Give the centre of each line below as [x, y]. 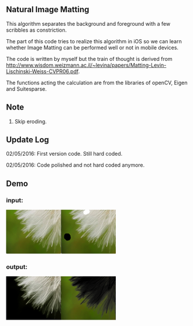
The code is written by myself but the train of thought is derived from [89, 59]
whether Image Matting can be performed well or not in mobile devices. [92, 47]
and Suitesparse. [26, 89]
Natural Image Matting [48, 10]
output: [17, 267]
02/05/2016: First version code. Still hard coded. [64, 154]
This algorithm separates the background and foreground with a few [88, 23]
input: [15, 200]
